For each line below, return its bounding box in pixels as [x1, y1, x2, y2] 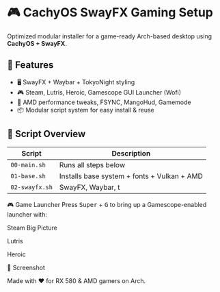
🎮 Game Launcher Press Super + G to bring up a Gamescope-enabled [7, 200, 207, 208]
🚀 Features [7, 59, 54, 71]
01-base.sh [10, 172, 46, 180]
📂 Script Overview [7, 128, 86, 140]
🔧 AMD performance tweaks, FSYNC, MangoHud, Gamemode [16, 98, 191, 106]
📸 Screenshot [7, 263, 46, 271]
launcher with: [7, 210, 48, 219]
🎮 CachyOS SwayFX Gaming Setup [7, 5, 213, 21]
